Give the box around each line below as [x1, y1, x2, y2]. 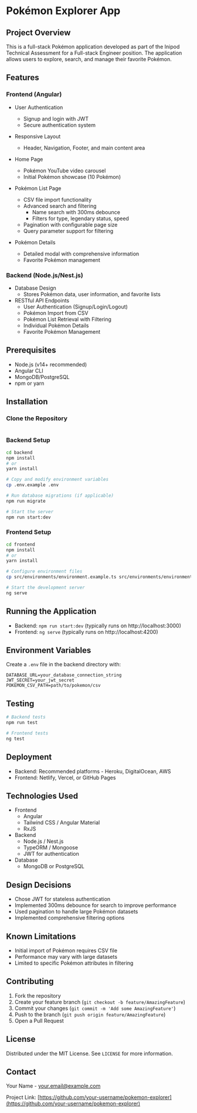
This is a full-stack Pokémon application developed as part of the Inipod [6, 43, 180, 50]
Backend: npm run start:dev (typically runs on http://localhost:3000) [14, 622, 182, 629]
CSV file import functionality [23, 196, 92, 203]
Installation [6, 397, 48, 407]
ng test [6, 736, 25, 742]
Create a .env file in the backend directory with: [6, 661, 121, 668]
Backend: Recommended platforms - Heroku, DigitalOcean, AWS [14, 768, 171, 775]
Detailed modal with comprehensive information [23, 250, 140, 257]
